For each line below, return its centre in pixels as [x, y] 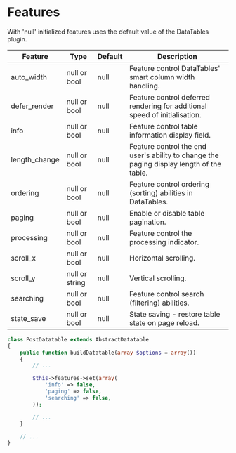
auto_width [29, 77]
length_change [35, 159]
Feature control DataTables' [175, 68]
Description [177, 56]
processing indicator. [164, 242]
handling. [145, 86]
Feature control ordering [170, 184]
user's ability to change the [174, 155]
